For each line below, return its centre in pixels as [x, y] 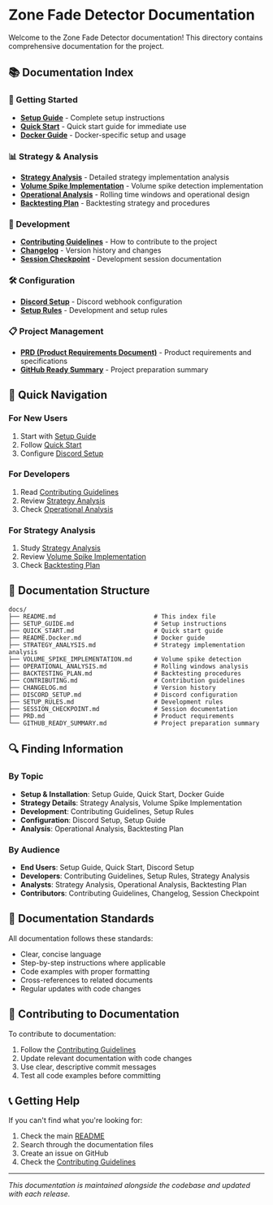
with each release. [39, 1194]
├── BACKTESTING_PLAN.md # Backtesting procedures [125, 673]
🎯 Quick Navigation [58, 395]
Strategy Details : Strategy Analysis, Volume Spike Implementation [131, 803]
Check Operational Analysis [67, 509]
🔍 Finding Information [66, 749]
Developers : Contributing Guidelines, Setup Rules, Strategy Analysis [135, 876]
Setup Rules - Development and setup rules [94, 310]
